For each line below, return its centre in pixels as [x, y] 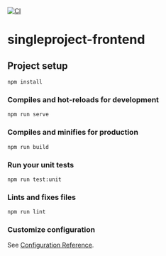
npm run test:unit [34, 179]
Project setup [38, 66]
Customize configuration [51, 230]
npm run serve [28, 115]
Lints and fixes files [42, 197]
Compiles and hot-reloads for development [83, 99]
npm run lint [27, 212]
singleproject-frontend [76, 40]
